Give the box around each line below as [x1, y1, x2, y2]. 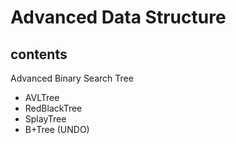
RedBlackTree [24, 102, 83, 114]
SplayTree [24, 113, 67, 125]
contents [10, 46, 68, 63]
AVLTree [24, 92, 60, 103]
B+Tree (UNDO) [24, 124, 90, 135]
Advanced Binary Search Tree [10, 72, 134, 84]
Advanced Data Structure [10, 6, 227, 29]
